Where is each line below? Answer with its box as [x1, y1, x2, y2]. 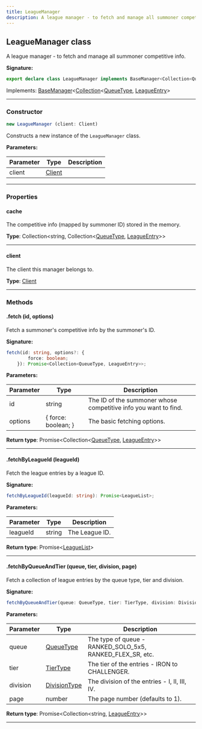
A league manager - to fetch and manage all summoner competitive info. [6, 52, 186, 60]
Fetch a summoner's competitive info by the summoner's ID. [6, 326, 156, 333]
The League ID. [67, 528, 111, 536]
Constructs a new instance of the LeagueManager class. [6, 132, 141, 139]
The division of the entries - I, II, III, [87, 677, 186, 686]
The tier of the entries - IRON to [87, 660, 178, 668]
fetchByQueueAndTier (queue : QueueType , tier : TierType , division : [6, 599, 176, 605]
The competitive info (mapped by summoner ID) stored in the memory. [6, 221, 181, 228]
